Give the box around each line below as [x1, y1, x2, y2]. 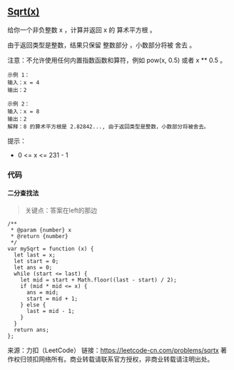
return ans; [14, 326, 50, 334]
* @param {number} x [10, 226, 72, 234]
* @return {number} [10, 232, 69, 240]
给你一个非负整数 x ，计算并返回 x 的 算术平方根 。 [7, 25, 156, 34]
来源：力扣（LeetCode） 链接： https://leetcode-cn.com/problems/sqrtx [7, 346, 219, 354]
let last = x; [14, 251, 56, 259]
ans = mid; [26, 289, 59, 296]
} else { [20, 301, 46, 309]
